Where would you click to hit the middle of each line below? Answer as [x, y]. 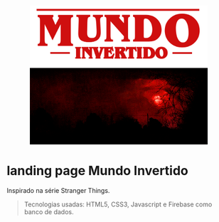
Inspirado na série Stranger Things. [58, 191]
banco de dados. [49, 212]
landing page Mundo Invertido [98, 171]
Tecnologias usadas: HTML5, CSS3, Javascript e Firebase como [118, 204]
